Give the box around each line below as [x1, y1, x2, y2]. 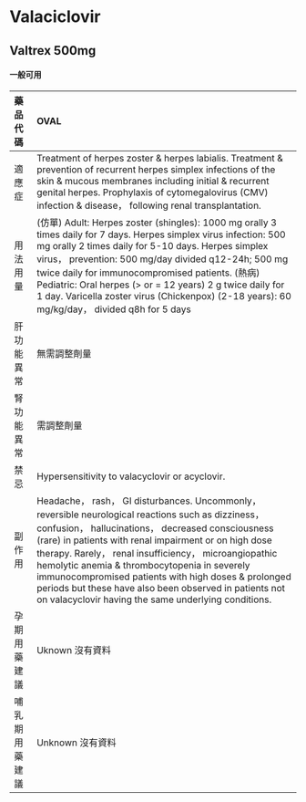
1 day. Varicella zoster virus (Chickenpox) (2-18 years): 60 [36, 289, 291, 302]
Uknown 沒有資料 [36, 643, 111, 656]
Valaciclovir [9, 6, 101, 27]
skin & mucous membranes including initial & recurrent [36, 174, 270, 187]
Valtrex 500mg [9, 43, 97, 58]
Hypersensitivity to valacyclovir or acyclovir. [36, 470, 226, 483]
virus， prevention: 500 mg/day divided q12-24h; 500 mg [36, 253, 289, 266]
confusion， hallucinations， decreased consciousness [36, 522, 275, 535]
